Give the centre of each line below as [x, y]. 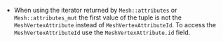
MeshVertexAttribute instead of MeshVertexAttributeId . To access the [115, 25]
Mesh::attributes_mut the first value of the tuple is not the [98, 17]
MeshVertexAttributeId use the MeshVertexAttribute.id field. [102, 32]
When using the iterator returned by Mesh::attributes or [95, 10]
